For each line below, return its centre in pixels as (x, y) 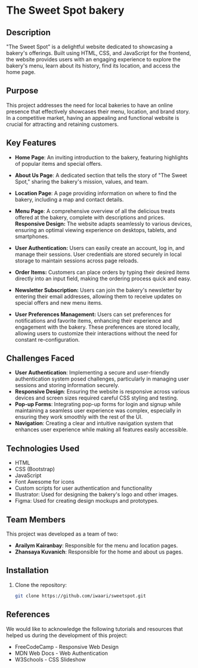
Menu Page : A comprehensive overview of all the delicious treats (95, 211)
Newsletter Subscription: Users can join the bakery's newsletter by (98, 290)
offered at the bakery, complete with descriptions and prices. (90, 217)
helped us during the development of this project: (67, 635)
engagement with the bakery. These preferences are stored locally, (97, 327)
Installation (27, 570)
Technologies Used (43, 448)
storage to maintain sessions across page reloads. (77, 261)
